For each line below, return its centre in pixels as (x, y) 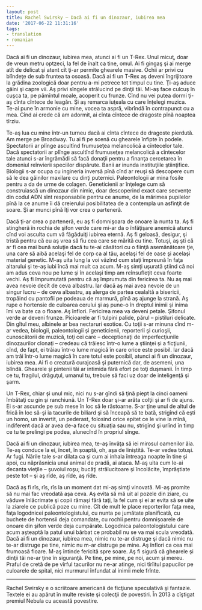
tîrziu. (13, 121)
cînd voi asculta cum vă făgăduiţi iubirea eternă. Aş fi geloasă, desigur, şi (97, 234)
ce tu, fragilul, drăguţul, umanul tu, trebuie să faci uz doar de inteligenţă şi (98, 375)
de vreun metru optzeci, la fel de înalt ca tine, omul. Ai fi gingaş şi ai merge (99, 63)
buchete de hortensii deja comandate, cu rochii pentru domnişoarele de (95, 519)
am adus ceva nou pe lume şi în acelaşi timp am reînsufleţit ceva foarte (94, 273)
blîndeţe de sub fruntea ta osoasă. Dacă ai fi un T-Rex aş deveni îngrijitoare (99, 76)
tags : (13, 29)
